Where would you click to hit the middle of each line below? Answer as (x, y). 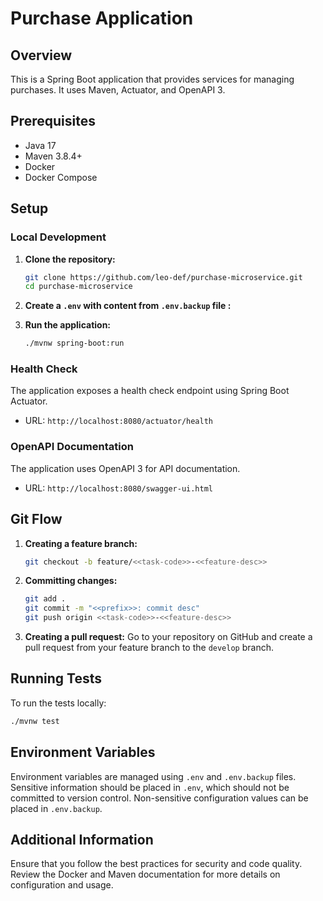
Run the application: (68, 325)
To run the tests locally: (58, 703)
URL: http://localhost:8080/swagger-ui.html (118, 488)
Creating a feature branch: (81, 543)
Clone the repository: (70, 259)
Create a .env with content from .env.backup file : (128, 306)
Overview (41, 55)
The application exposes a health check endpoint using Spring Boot (150, 391)
